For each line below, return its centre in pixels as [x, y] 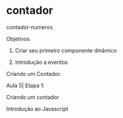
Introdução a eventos [41, 62]
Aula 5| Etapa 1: [26, 85]
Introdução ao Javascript [37, 108]
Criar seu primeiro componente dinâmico [66, 50]
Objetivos [18, 39]
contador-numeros [30, 27]
